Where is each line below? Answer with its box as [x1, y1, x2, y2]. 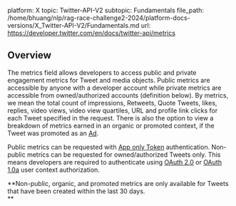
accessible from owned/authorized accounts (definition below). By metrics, [7, 91, 229, 99]
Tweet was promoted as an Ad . [7, 128, 99, 138]
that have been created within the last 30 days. [7, 187, 145, 195]
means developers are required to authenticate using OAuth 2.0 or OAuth [7, 158, 222, 166]
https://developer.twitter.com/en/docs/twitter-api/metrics [7, 29, 176, 37]
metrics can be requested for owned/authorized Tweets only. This [27, 150, 221, 159]
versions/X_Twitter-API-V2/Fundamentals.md [7, 21, 140, 29]
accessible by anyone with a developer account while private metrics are [7, 83, 222, 92]
